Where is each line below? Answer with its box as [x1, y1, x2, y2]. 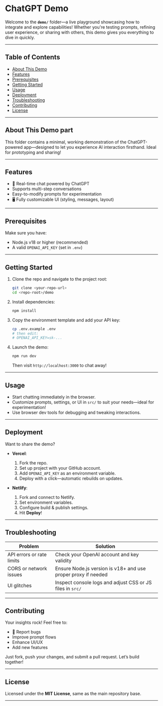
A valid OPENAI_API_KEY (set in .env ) [12, 245, 83, 250]
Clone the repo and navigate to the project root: [12, 276, 108, 282]
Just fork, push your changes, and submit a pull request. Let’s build [5, 654, 140, 660]
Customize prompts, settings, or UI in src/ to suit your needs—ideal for [12, 399, 154, 405]
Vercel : [12, 450, 27, 456]
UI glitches [7, 582, 32, 589]
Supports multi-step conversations [12, 186, 81, 192]
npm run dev [12, 353, 36, 359]
